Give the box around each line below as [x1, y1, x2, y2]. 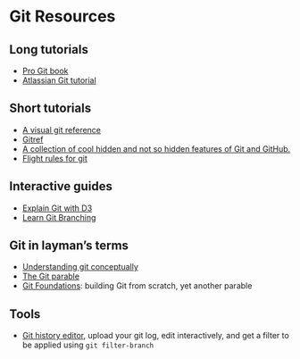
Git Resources [9, 6, 116, 27]
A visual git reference [21, 124, 101, 135]
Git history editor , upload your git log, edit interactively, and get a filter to [21, 330, 290, 341]
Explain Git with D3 [21, 203, 93, 213]
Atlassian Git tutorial [21, 75, 96, 86]
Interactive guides [9, 179, 113, 194]
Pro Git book [21, 65, 69, 76]
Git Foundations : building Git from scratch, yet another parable [21, 280, 253, 291]
